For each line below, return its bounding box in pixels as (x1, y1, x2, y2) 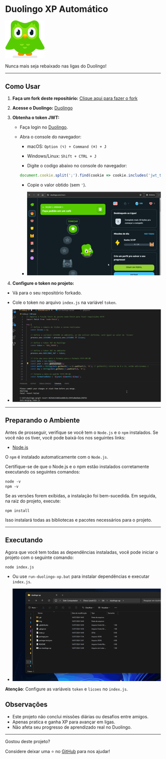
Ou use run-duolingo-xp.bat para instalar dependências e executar (12, 573, 150, 579)
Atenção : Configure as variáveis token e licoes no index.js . (5, 686, 128, 692)
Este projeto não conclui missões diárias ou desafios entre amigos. (12, 713, 149, 719)
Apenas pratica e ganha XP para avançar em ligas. (12, 719, 116, 725)
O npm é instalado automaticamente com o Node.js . (5, 454, 109, 460)
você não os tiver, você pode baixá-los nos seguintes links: (5, 434, 126, 440)
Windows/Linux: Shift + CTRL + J (27, 153, 97, 159)
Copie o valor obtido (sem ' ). (27, 182, 86, 188)
